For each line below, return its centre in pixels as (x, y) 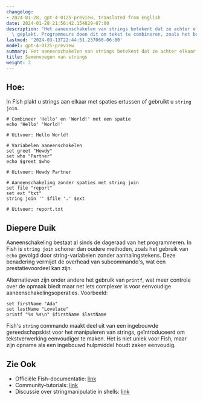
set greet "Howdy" (29, 151)
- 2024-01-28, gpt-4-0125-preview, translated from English (84, 18)
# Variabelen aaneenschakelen (44, 146)
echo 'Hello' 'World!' (35, 125)
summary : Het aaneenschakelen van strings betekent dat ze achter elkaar (101, 51)
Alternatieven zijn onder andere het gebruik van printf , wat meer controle (99, 280)
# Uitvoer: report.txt (35, 210)
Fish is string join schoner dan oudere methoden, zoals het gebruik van (97, 249)
